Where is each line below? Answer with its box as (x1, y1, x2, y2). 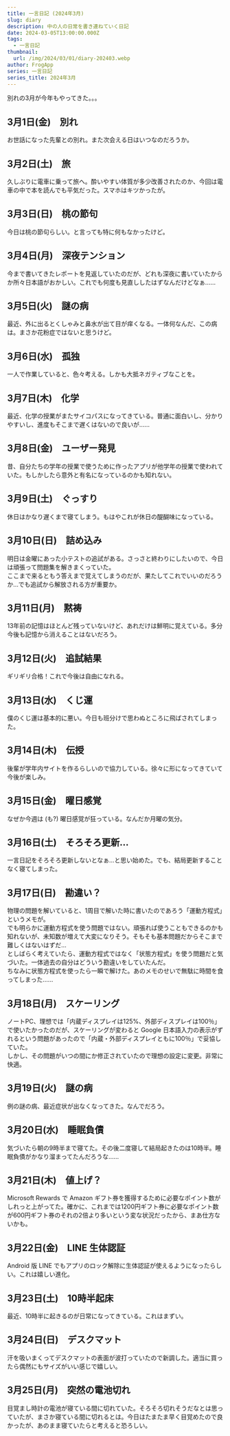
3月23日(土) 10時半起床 (7, 1292, 114, 1304)
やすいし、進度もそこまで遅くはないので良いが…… (7, 421, 150, 429)
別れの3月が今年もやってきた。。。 (7, 94, 101, 102)
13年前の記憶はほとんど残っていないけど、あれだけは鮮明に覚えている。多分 (7, 622, 223, 630)
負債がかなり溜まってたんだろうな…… (12, 1152, 119, 1160)
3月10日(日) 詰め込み (7, 535, 102, 547)
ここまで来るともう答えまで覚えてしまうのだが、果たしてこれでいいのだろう (7, 572, 222, 580)
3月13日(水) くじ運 (7, 694, 93, 706)
